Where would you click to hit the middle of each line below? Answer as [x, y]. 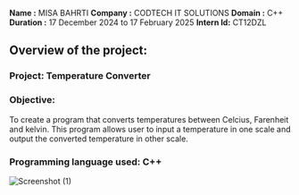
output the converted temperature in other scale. [99, 139]
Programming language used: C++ [86, 162]
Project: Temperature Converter [80, 76]
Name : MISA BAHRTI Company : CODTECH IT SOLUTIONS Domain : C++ [146, 13]
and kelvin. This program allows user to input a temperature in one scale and [150, 129]
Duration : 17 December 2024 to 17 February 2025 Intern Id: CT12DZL [138, 22]
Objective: [32, 100]
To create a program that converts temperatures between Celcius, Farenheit [149, 119]
